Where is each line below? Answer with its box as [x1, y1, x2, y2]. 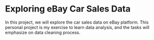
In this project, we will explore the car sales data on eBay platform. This [5, 19, 149, 25]
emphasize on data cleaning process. [5, 29, 81, 35]
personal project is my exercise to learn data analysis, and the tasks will [5, 24, 150, 30]
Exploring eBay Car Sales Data [5, 3, 131, 14]
